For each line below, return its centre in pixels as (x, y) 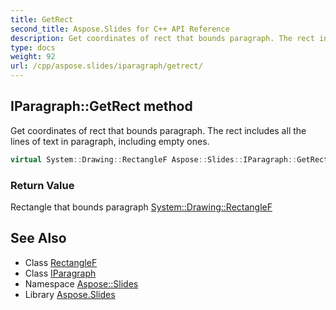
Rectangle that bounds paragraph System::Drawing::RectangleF (141, 207)
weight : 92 (33, 57)
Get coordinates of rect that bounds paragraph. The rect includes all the (158, 130)
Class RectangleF (61, 262)
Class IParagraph (60, 273)
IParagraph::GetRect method (101, 106)
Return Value (42, 185)
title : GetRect (42, 19)
